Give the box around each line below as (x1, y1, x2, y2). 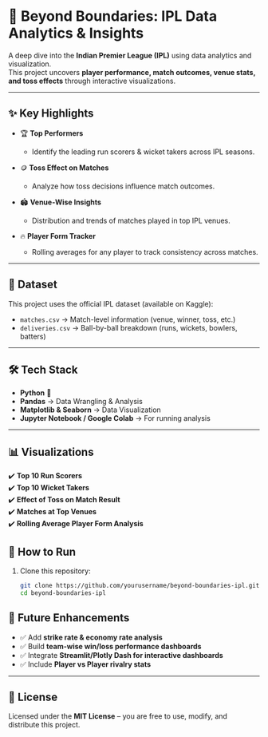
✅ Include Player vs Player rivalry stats (19, 659, 152, 669)
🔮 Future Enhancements (8, 611, 130, 625)
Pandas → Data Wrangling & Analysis (19, 397, 144, 406)
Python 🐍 (19, 388, 52, 398)
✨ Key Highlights (8, 107, 94, 121)
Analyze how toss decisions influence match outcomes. (31, 181, 215, 191)
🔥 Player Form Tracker (19, 231, 96, 240)
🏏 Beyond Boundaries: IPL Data (8, 7, 218, 26)
